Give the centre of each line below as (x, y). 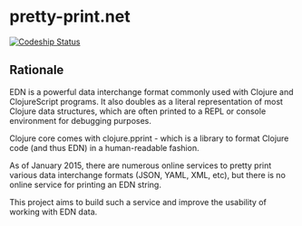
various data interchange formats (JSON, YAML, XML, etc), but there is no (147, 174)
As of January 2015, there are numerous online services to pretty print (141, 165)
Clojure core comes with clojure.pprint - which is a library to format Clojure (149, 138)
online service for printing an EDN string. (85, 184)
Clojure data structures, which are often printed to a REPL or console (138, 111)
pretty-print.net (70, 17)
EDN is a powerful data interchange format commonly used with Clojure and (151, 91)
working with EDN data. (54, 212)
